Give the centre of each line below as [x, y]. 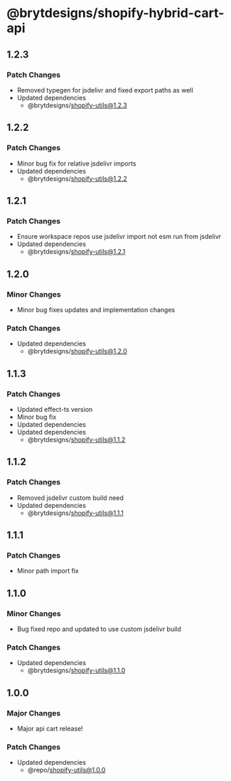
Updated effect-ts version [55, 409]
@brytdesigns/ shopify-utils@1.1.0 [76, 671]
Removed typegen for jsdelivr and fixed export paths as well [105, 90]
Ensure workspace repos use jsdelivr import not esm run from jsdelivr [119, 237]
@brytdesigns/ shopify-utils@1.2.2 [77, 179]
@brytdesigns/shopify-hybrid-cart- [116, 13]
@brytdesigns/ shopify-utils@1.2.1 [76, 252]
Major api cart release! [50, 728]
